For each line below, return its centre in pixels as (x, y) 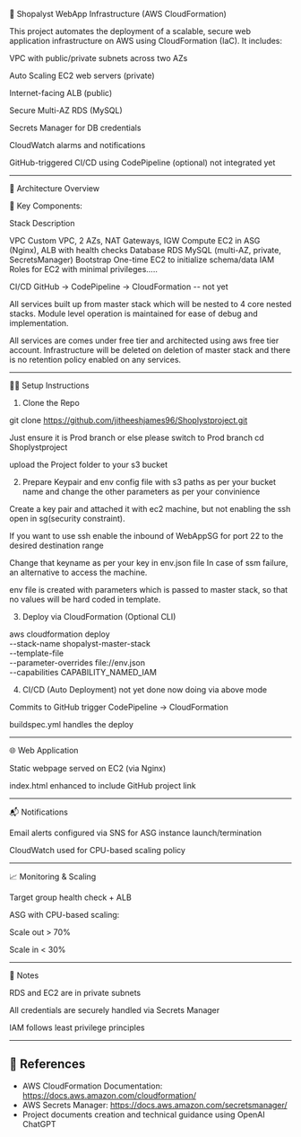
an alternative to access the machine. (78, 572)
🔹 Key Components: (46, 206)
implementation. (39, 323)
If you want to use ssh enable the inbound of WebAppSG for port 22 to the (146, 536)
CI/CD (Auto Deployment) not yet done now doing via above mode (144, 690)
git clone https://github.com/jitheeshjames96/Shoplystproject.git (129, 420)
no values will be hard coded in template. (85, 599)
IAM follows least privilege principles (77, 1027)
